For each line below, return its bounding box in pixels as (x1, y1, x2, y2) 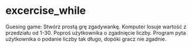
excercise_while (5, 4, 86, 17)
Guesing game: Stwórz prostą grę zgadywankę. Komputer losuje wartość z (5, 23, 187, 30)
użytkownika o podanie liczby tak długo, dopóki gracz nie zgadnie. (5, 35, 167, 42)
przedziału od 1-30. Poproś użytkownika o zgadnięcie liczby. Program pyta (5, 29, 186, 36)
